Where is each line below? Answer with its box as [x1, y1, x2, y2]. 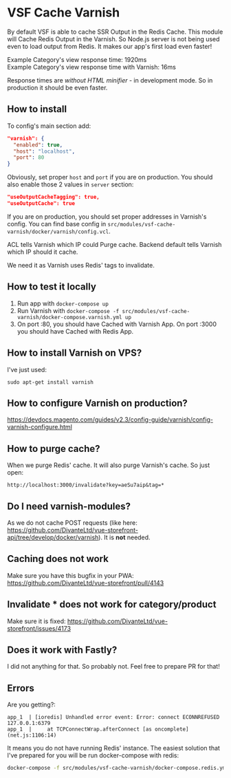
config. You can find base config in [7, 219, 107, 228]
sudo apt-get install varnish [7, 378, 94, 386]
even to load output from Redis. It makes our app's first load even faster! [7, 42, 212, 50]
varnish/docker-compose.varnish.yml [16, 314, 122, 321]
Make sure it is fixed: [7, 617, 67, 625]
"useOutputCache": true [7, 200, 76, 207]
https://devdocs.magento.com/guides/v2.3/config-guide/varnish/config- [7, 415, 213, 424]
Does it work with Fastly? [7, 644, 118, 656]
